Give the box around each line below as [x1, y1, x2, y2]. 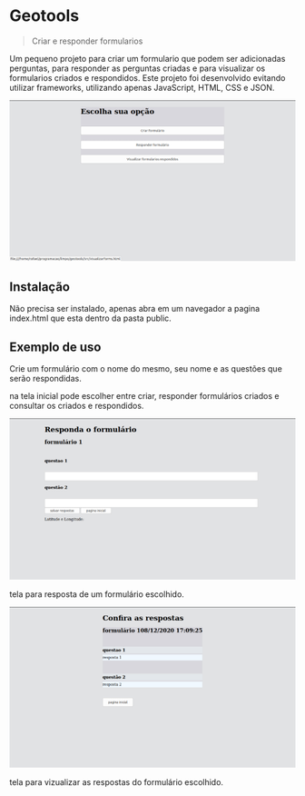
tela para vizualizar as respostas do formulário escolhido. [9, 777, 224, 788]
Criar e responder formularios [31, 35, 143, 46]
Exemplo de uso [9, 339, 102, 354]
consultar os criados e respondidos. [9, 401, 144, 412]
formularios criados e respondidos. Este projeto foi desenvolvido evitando [9, 72, 286, 83]
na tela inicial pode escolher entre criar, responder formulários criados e [9, 391, 280, 402]
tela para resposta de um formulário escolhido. [9, 588, 184, 600]
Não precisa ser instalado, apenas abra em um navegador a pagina [9, 303, 261, 314]
